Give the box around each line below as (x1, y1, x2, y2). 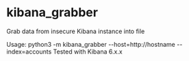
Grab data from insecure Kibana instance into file (6, 27, 145, 35)
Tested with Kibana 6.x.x (53, 47, 123, 56)
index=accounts (6, 47, 52, 56)
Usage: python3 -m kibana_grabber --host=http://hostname (6, 40, 176, 48)
